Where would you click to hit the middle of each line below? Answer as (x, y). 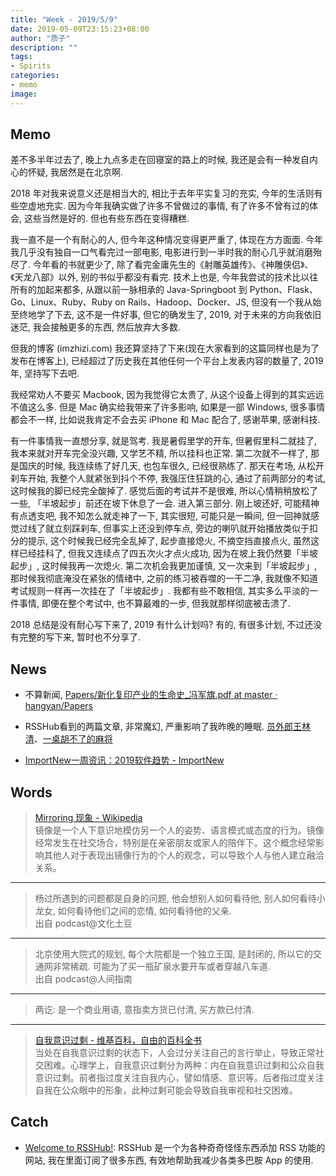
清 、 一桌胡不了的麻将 (68, 739)
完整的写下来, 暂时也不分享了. (80, 637)
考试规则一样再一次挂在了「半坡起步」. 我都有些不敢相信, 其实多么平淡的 (160, 591)
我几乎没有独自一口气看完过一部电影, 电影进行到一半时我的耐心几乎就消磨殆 (166, 252)
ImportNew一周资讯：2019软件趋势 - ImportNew (124, 760)
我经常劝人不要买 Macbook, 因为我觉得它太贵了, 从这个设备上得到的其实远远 (167, 395)
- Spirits (31, 66)
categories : (35, 76)
